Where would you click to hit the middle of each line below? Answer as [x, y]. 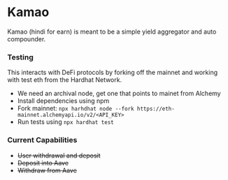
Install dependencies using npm [63, 101]
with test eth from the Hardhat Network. [65, 80]
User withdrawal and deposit [59, 155]
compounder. [27, 39]
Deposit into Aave [43, 162]
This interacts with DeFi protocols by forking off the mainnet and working [113, 72]
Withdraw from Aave [47, 170]
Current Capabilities [42, 140]
